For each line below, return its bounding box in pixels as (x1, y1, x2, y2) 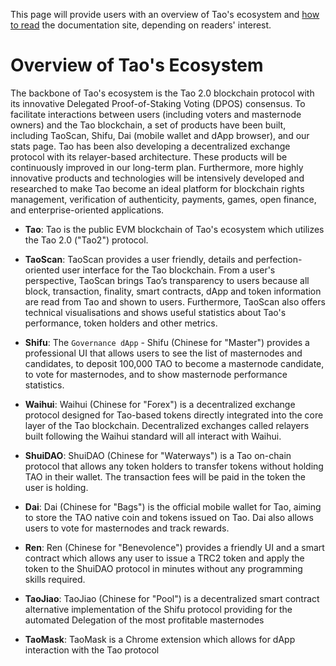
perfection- (255, 253, 303, 265)
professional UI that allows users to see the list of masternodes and (24, 347, 303, 359)
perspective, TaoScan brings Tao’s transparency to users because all (24, 274, 310, 286)
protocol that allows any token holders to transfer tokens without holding (24, 460, 324, 472)
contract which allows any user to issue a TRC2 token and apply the (24, 552, 305, 564)
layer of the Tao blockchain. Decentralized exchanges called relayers (24, 419, 310, 431)
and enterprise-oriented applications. (10, 204, 165, 216)
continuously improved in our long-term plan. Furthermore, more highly (10, 161, 304, 173)
